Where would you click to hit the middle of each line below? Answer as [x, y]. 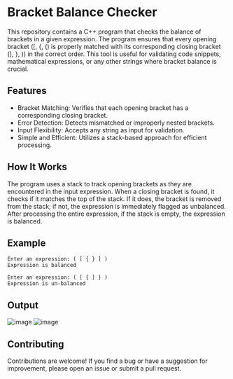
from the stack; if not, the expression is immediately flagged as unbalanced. [116, 206]
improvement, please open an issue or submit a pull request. [94, 368]
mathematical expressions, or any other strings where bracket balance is [112, 61]
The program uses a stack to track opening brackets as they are [100, 184]
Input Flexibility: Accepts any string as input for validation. [101, 130]
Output [23, 305]
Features [27, 91]
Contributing [36, 344]
